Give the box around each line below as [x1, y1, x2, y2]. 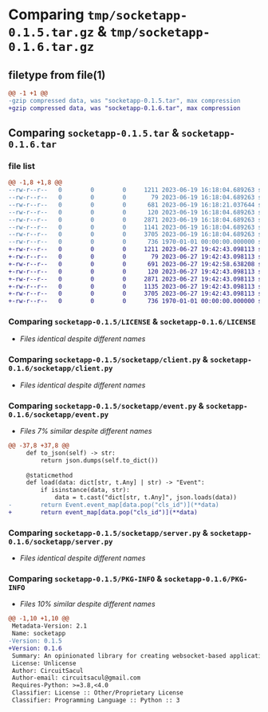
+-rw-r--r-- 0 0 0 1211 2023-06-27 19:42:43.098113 [8, 246, 255, 254]
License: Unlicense [11, 659, 77, 667]
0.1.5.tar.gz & [8, 22, 108, 41]
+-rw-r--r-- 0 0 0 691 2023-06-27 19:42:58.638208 [8, 260, 255, 268]
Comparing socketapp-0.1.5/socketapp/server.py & [8, 527, 209, 538]
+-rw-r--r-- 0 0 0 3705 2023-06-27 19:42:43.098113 [8, 289, 255, 298]
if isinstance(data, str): [40, 486, 130, 494]
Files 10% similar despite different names [19, 600, 156, 609]
